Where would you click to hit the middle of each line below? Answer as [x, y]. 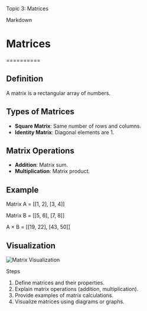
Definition [24, 79]
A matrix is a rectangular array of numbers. [58, 93]
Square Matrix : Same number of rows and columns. [78, 126]
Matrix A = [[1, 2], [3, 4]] [35, 204]
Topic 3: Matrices [27, 9]
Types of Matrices [40, 112]
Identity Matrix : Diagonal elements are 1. [64, 132]
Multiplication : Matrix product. [52, 171]
